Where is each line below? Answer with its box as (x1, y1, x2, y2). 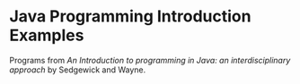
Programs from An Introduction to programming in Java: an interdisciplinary (9, 55, 291, 65)
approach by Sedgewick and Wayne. (9, 64, 146, 75)
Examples (9, 25, 84, 46)
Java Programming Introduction (9, 6, 251, 27)
